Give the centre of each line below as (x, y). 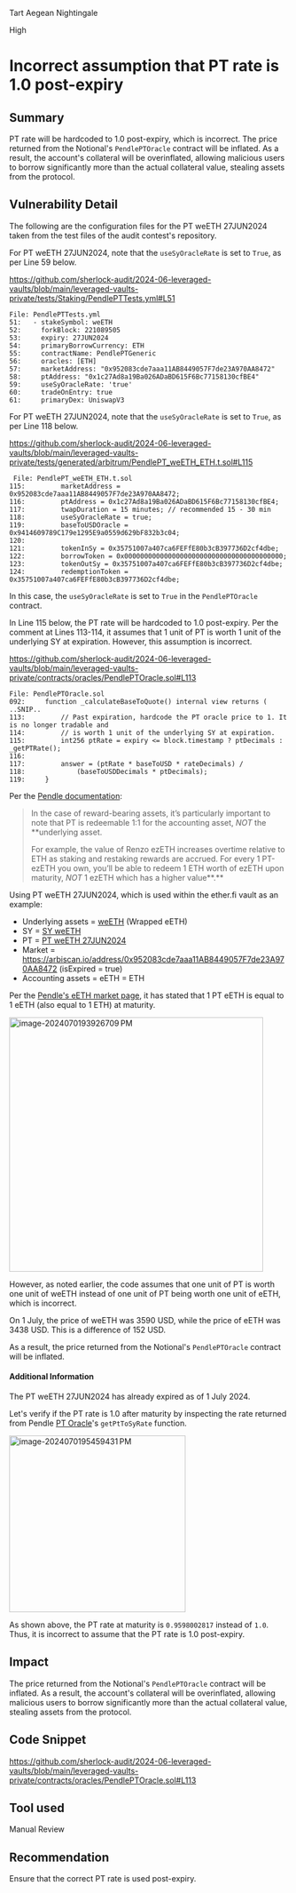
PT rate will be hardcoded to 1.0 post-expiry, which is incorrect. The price (143, 139)
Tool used (37, 1808)
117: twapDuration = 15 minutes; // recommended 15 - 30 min (140, 509)
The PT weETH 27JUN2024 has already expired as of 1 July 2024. (130, 1397)
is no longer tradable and (59, 725)
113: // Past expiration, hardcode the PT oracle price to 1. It (148, 717)
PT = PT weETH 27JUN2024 (74, 940)
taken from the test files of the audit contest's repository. (113, 236)
